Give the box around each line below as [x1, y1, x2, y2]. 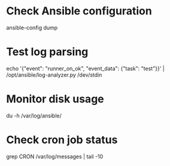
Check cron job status [6, 133, 118, 146]
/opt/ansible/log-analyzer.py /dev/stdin [6, 71, 102, 79]
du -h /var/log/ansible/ [6, 112, 62, 119]
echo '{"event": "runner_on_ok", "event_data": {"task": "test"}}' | [6, 65, 165, 72]
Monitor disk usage [6, 92, 104, 106]
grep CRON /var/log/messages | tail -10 [6, 153, 104, 160]
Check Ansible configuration [6, 4, 153, 18]
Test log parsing [6, 45, 89, 59]
